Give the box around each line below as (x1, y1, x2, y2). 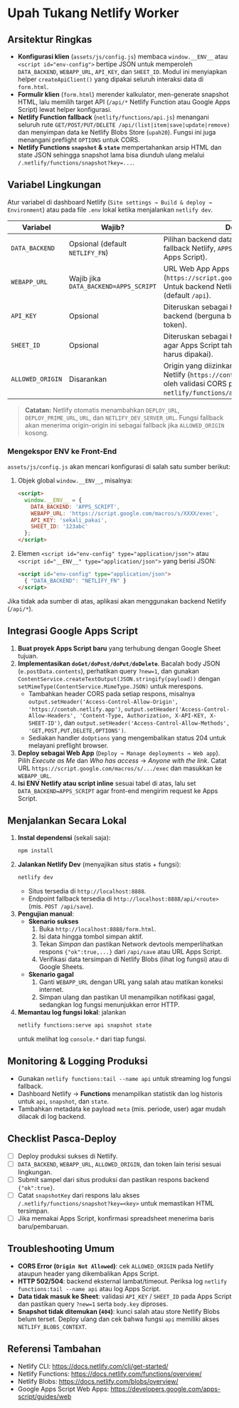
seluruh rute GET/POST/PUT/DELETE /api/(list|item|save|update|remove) (17, 120, 230, 129)
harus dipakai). (163, 349, 213, 359)
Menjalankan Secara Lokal (7, 814, 127, 827)
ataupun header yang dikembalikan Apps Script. (17, 1269, 159, 1278)
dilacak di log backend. (17, 1112, 86, 1120)
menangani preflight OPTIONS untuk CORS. (17, 135, 140, 144)
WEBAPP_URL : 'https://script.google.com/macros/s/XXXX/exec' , (31, 509, 219, 517)
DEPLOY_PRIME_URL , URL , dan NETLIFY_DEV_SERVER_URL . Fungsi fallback (24, 413, 224, 422)
